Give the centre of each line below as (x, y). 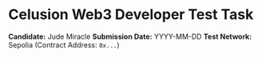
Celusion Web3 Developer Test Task (131, 15)
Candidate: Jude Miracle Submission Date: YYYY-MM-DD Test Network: (130, 36)
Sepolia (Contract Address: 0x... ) (64, 44)
